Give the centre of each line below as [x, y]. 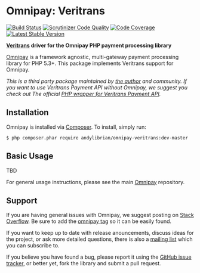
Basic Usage [30, 156]
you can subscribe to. [33, 246]
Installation [27, 112]
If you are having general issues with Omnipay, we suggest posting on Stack [100, 215]
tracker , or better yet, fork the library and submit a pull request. [84, 263]
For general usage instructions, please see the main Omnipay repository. [96, 182]
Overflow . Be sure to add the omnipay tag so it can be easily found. [89, 221]
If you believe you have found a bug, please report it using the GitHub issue [99, 257]
